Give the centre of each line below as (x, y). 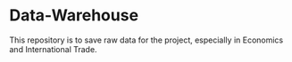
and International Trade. (53, 49)
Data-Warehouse (74, 15)
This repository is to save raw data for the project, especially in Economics (146, 40)
